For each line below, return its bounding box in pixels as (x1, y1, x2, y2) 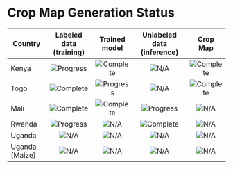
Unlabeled (141, 30, 177, 40)
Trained (99, 34, 126, 44)
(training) (53, 47, 85, 57)
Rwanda (10, 119, 37, 129)
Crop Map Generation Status (7, 5, 175, 21)
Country (12, 38, 41, 48)
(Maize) (10, 150, 36, 160)
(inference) (140, 47, 179, 57)
